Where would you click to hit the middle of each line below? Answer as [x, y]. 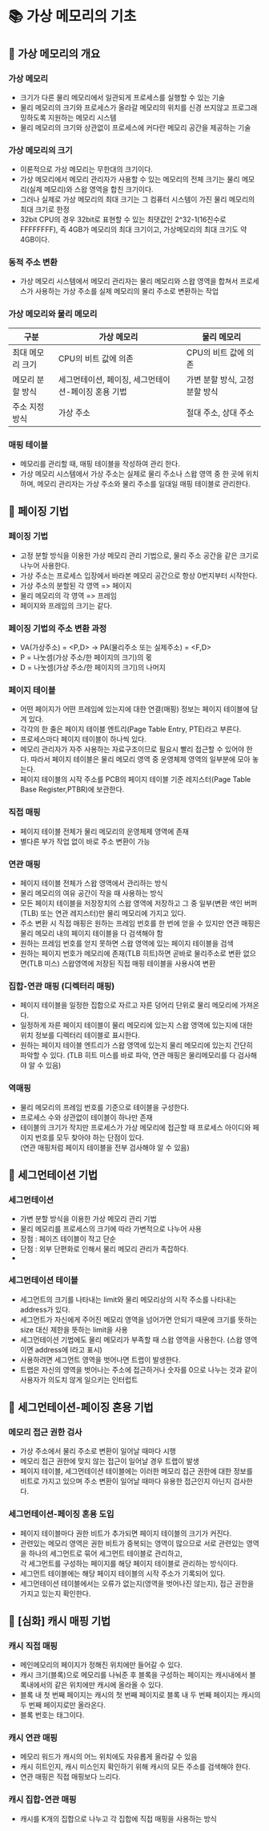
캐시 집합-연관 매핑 [42, 1800]
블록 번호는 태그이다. [52, 1715]
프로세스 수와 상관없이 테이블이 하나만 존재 [86, 1117]
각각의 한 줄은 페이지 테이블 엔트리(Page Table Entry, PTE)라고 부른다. [130, 729]
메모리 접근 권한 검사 [45, 1432]
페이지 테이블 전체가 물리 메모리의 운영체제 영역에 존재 [104, 831]
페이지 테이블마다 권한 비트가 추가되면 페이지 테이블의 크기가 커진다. [126, 1533]
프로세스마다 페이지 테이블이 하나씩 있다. [83, 739]
